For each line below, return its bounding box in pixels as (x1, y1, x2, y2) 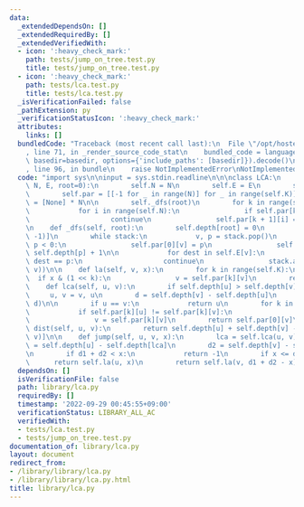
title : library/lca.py (9, 484, 95, 493)
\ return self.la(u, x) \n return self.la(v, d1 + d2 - (25, 358, 285, 367)
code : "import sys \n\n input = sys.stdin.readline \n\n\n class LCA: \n (17, 173, 281, 182)
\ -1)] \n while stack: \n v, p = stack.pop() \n (25, 231, 278, 240)
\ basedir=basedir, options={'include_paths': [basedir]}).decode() (25, 155, 290, 165)
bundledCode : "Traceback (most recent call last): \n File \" (17, 139, 257, 148)
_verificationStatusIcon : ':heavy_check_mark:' (17, 114, 201, 123)
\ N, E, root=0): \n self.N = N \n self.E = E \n (25, 182, 261, 191)
